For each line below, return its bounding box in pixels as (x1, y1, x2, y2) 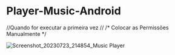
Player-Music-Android (6, 4, 121, 18)
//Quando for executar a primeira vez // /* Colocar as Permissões (6, 24, 169, 31)
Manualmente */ (6, 30, 47, 37)
